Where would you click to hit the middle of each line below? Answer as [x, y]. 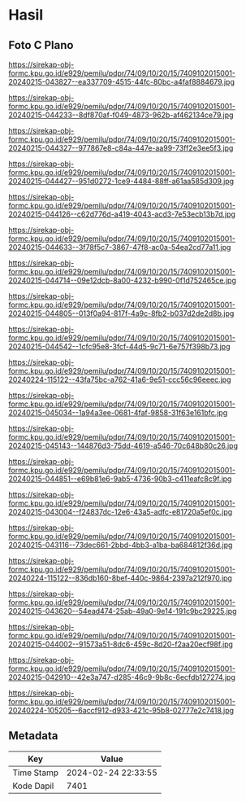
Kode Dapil [33, 786]
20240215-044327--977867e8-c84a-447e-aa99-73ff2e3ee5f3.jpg [121, 148]
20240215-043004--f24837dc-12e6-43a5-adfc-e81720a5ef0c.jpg [121, 512]
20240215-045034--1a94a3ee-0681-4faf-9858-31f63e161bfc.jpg [118, 412]
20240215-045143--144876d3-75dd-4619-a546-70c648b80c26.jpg [123, 446]
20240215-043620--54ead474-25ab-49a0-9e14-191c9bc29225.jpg [123, 611]
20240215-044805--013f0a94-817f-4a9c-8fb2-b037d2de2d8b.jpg [121, 313]
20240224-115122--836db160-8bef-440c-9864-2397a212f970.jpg [121, 578]
